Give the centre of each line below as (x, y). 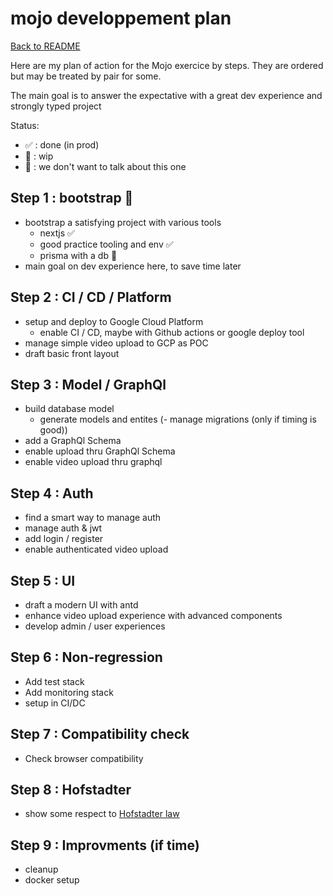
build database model (69, 409)
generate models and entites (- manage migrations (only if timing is (178, 419)
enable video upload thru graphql (93, 462)
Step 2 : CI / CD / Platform (91, 297)
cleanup (41, 869)
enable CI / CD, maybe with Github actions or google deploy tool (172, 332)
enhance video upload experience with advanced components (153, 615)
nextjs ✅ (57, 233)
